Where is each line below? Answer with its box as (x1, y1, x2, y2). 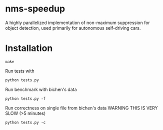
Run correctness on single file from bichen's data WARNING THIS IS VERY (5, 105, 158, 111)
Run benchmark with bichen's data (5, 86, 77, 92)
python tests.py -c (5, 120, 46, 125)
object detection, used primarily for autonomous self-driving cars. (5, 25, 141, 31)
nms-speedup (5, 3, 65, 15)
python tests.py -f (5, 96, 46, 101)
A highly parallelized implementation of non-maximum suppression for (5, 20, 150, 26)
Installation (5, 43, 53, 54)
